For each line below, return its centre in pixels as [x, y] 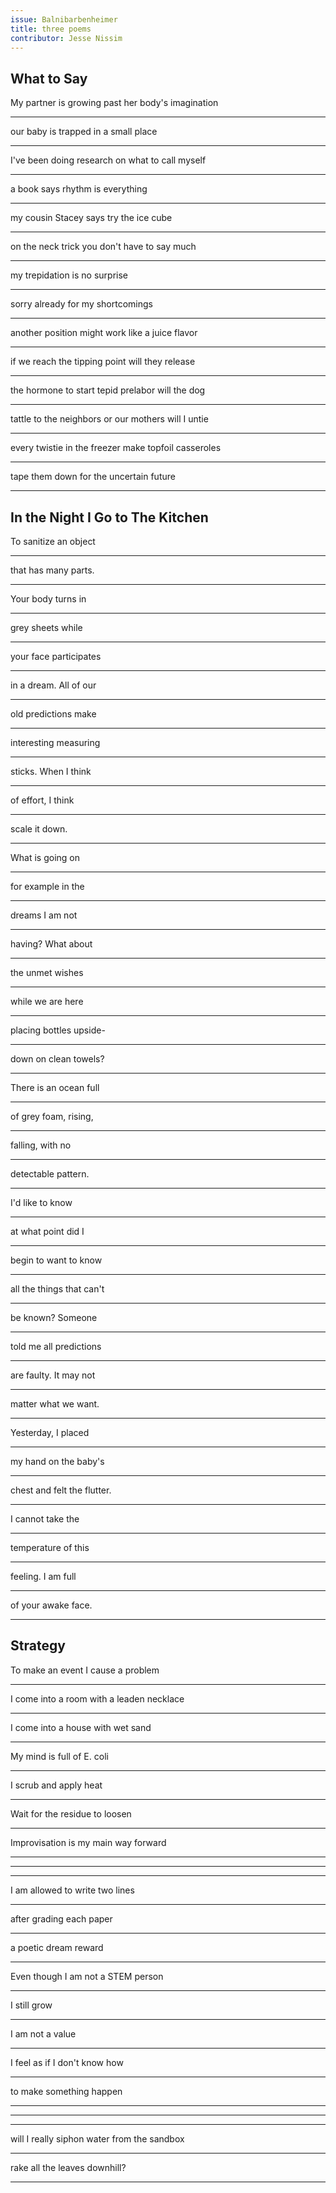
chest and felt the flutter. [61, 1490]
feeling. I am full [43, 1576]
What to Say [49, 78]
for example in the [47, 886]
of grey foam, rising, [52, 1116]
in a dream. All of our [53, 685]
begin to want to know [56, 1260]
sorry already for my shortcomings [81, 304]
